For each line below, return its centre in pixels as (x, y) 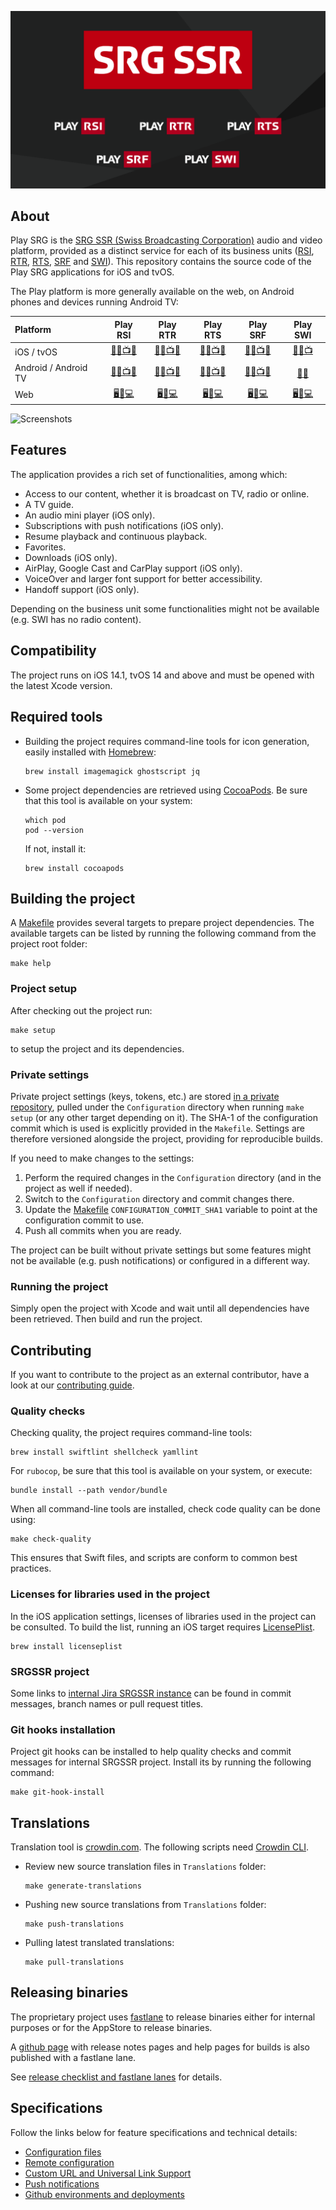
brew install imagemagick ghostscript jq (112, 771)
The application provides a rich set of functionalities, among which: (149, 474)
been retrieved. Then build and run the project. (106, 1319)
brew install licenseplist (66, 1646)
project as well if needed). (78, 1188)
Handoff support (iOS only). (82, 589)
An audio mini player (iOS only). (90, 515)
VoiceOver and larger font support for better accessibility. (143, 578)
